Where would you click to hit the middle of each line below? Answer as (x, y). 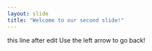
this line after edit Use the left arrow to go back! (76, 40)
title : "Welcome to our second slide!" (66, 20)
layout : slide (28, 14)
